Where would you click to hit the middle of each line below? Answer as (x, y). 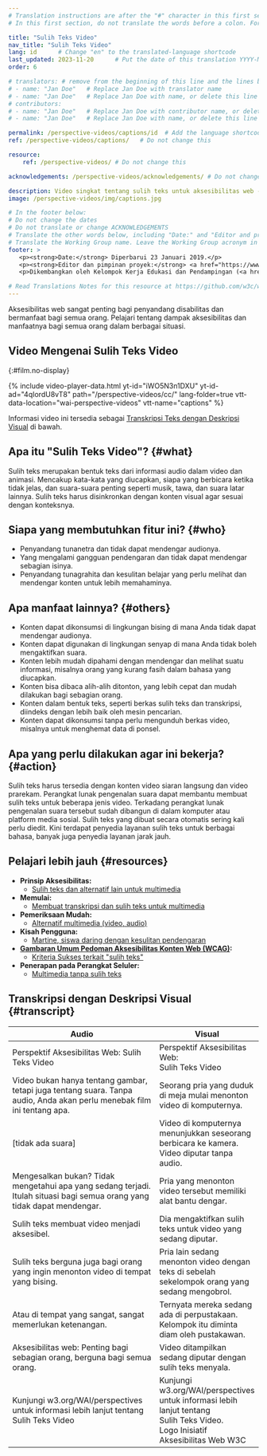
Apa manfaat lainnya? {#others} (89, 608)
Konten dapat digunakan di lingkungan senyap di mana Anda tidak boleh (138, 644)
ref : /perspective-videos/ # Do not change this (104, 162)
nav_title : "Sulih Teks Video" (60, 45)
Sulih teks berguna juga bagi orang (77, 1261)
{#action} (33, 766)
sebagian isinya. (46, 566)
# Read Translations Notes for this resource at (90, 287)
